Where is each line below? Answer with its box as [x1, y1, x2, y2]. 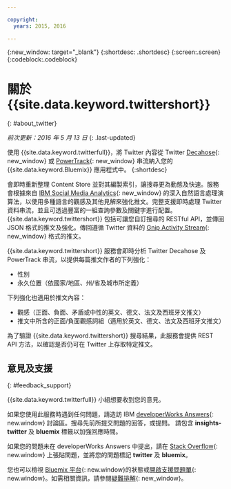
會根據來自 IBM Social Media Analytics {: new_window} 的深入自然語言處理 [7, 189, 218, 197]
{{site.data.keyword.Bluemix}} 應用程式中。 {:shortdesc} [7, 165, 168, 174]
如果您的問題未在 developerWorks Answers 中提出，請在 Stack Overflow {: [7, 442, 219, 450]
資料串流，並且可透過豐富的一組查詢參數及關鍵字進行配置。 [7, 206, 177, 214]
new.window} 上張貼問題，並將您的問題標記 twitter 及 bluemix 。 [7, 451, 192, 459]
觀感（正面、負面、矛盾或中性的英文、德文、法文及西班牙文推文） [17, 308, 205, 317]
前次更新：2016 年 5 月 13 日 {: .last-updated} [7, 133, 136, 142]
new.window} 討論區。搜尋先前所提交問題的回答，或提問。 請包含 [7, 419, 194, 427]
